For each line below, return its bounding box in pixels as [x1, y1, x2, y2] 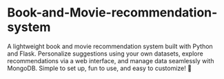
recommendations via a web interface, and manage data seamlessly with [7, 56, 214, 65]
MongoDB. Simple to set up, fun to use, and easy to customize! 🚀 [7, 64, 192, 72]
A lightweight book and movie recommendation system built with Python [7, 42, 214, 50]
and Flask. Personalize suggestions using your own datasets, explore [7, 49, 203, 58]
